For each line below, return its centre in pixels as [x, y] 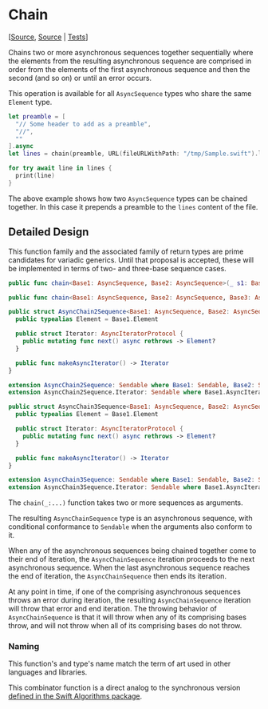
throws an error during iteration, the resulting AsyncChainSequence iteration [130, 600]
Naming [24, 647]
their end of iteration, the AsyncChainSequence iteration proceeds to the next [132, 559]
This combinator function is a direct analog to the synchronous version [124, 688]
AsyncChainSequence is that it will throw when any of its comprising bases [128, 617]
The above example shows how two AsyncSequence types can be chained [128, 198]
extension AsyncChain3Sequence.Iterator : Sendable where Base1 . [117, 487]
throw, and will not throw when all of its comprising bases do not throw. [125, 626]
